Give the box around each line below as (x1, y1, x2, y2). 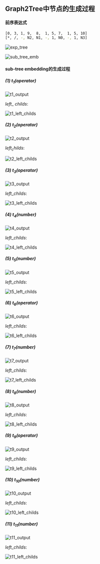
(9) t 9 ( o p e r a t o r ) (5, 433, 38, 440)
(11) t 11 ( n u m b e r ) (5, 521, 38, 528)
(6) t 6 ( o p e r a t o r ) (5, 300, 38, 307)
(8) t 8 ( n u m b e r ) (5, 388, 36, 395)
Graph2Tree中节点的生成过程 (5, 4, 95, 13)
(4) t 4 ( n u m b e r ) (5, 211, 37, 219)
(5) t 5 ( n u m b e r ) (5, 256, 36, 263)
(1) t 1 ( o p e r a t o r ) (5, 77, 36, 85)
